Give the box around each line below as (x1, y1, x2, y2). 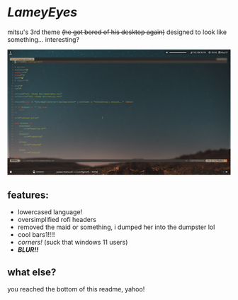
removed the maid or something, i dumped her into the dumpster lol (17, 223, 215, 231)
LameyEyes (7, 4, 78, 21)
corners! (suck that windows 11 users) (17, 238, 128, 247)
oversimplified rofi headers (17, 216, 97, 224)
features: (7, 189, 49, 201)
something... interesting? (7, 35, 80, 43)
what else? (7, 266, 57, 278)
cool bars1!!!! (17, 230, 55, 239)
